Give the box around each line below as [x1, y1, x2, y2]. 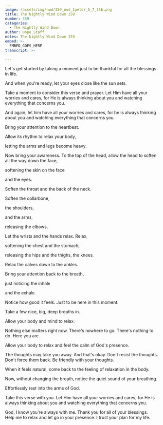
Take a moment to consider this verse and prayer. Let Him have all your [5, 90, 147, 96]
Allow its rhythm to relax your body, [5, 134, 76, 139]
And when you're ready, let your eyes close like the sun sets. [5, 80, 127, 86]
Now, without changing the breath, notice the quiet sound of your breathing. [5, 376, 158, 382]
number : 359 [5, 16, 29, 21]
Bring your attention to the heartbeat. [5, 124, 79, 130]
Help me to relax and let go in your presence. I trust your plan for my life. [5, 415, 151, 421]
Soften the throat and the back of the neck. [5, 186, 91, 192]
